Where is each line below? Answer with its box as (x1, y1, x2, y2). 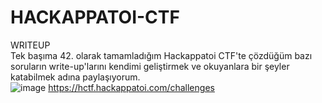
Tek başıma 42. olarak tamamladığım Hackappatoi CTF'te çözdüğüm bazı (10, 49, 313, 61)
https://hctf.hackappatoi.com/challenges (48, 81, 215, 93)
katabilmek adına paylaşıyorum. (10, 71, 141, 83)
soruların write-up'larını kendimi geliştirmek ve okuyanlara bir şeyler (10, 60, 290, 72)
